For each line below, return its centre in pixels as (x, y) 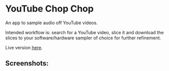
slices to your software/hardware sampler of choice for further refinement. (83, 38)
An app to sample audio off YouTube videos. (52, 23)
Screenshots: (27, 63)
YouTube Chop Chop (49, 9)
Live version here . (24, 47)
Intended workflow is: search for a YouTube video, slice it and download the (84, 32)
